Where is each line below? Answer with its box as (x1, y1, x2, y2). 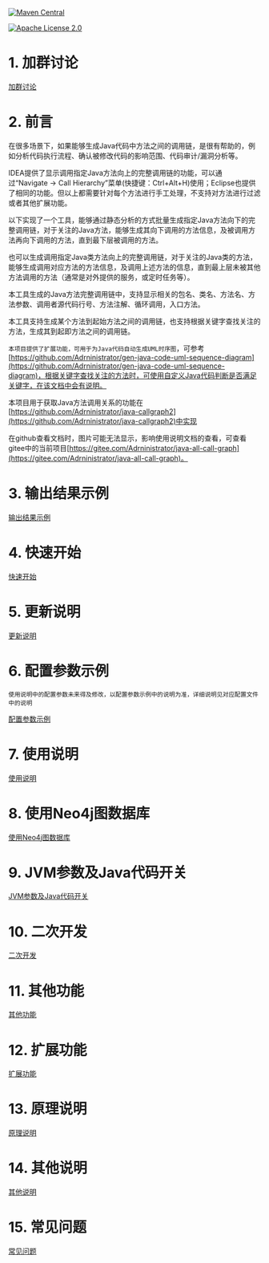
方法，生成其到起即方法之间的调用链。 (8, 326, 134, 336)
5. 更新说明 (8, 603, 81, 621)
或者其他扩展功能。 (8, 197, 72, 208)
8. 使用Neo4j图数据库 (8, 804, 151, 822)
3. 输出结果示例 (8, 485, 110, 503)
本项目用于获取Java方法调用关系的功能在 (8, 397, 144, 407)
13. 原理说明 (8, 1100, 87, 1119)
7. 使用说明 (8, 745, 78, 763)
